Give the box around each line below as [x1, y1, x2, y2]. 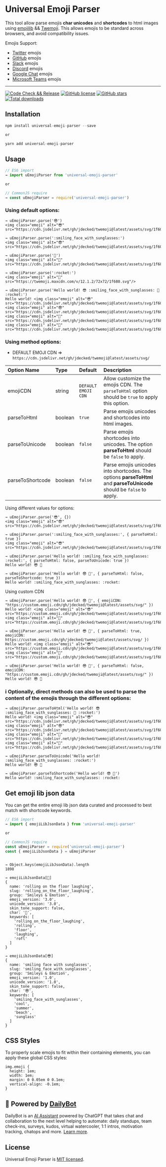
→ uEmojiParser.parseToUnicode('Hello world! [5, 754, 100, 759]
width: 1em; [9, 1073, 35, 1078]
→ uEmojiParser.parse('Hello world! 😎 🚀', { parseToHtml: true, [5, 629, 142, 634]
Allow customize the [103, 375, 151, 382]
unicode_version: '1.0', [9, 979, 61, 984]
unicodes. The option [103, 441, 153, 448]
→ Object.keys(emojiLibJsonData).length [5, 862, 90, 867]
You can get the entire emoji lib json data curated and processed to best [5, 802, 152, 808]
